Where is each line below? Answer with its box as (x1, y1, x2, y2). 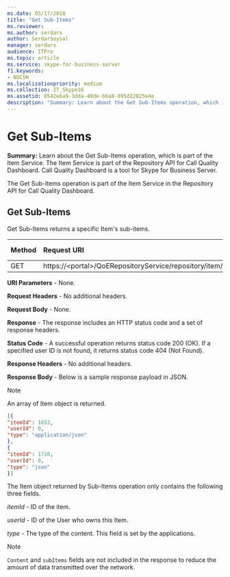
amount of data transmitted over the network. (7, 563, 136, 572)
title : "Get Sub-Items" (7, 16, 75, 23)
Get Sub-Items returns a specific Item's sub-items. (7, 224, 151, 233)
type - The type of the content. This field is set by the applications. (7, 529, 196, 538)
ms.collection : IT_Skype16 (7, 86, 84, 93)
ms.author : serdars (7, 29, 63, 36)
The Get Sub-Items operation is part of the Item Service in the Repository (7, 179, 214, 187)
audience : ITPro (7, 49, 53, 56)
